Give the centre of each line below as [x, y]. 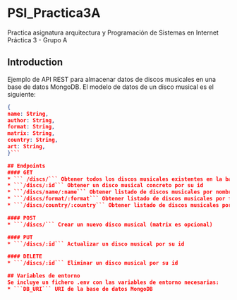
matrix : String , [31, 133]
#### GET [20, 172]
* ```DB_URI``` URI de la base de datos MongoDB [80, 289]
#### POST [22, 218]
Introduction [35, 62]
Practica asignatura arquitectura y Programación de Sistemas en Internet [113, 32]
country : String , [33, 140]
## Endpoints [26, 166]
